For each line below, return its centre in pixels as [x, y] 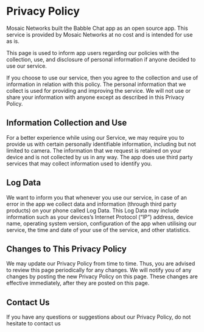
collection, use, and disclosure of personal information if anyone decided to [101, 59]
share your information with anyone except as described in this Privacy [95, 97]
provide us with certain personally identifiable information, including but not [101, 144]
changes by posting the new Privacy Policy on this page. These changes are [102, 276]
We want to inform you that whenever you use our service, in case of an [97, 197]
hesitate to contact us [33, 323]
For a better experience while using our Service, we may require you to [95, 137]
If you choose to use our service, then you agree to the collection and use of [102, 78]
